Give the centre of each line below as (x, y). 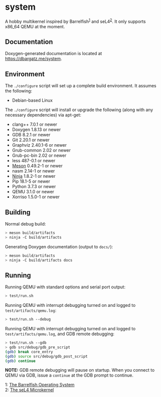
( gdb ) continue (20, 361)
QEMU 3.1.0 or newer (33, 192)
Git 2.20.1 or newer (31, 140)
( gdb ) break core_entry (29, 352)
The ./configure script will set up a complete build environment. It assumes (81, 86)
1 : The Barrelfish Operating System (40, 385)
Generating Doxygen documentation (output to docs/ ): (59, 246)
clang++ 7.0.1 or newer (34, 124)
